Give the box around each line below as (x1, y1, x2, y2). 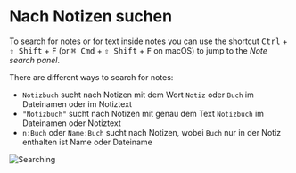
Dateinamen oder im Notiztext (21, 98, 132, 109)
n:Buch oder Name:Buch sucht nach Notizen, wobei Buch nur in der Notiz (21, 127, 282, 137)
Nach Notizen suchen (9, 6, 172, 27)
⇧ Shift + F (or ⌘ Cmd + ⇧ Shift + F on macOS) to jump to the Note (9, 45, 267, 55)
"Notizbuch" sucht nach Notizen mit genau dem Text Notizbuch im (21, 108, 265, 119)
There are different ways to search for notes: (9, 71, 174, 82)
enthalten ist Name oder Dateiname (21, 136, 153, 147)
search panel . (9, 54, 61, 65)
